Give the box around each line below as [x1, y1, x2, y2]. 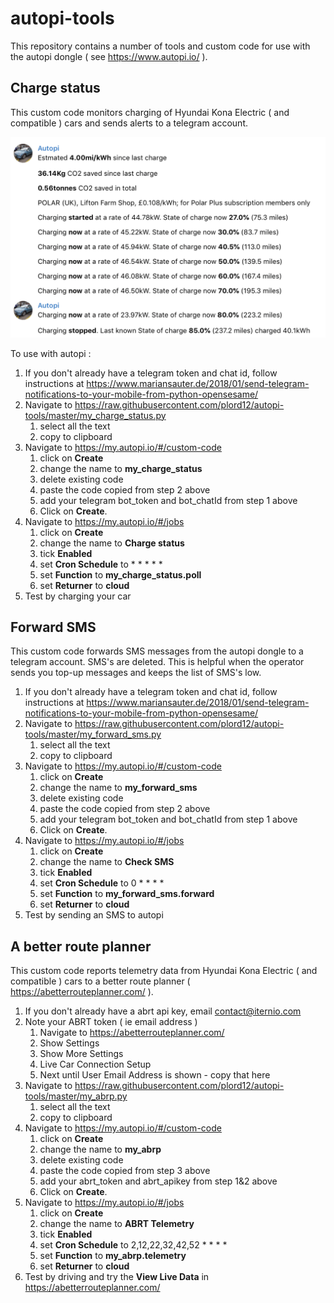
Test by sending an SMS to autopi [24, 909, 164, 921]
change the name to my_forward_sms [39, 782, 198, 794]
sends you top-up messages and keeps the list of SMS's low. [10, 667, 262, 679]
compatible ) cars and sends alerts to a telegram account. [10, 117, 249, 129]
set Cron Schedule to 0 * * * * [39, 877, 165, 889]
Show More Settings [39, 1048, 124, 1060]
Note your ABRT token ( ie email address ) [24, 1016, 198, 1028]
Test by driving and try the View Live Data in [24, 1271, 210, 1283]
